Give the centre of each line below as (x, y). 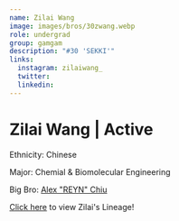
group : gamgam (36, 43)
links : (22, 60)
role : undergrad (40, 34)
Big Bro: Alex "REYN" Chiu (58, 189)
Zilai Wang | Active (81, 129)
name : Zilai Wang (42, 18)
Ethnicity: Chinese (43, 154)
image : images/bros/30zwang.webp (72, 26)
